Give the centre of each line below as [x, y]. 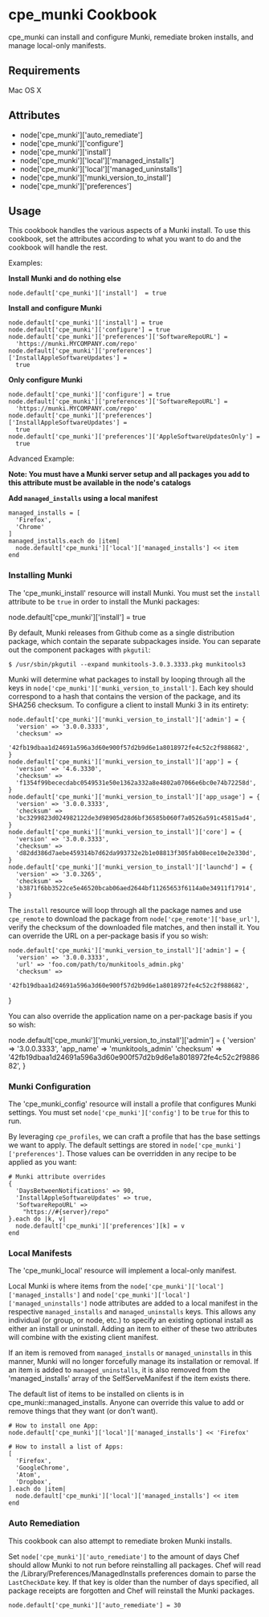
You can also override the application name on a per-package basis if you [130, 1016]
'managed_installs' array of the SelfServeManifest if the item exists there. [130, 1379]
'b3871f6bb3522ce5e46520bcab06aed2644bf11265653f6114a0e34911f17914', [136, 888]
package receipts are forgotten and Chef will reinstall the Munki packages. [132, 1591]
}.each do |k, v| [37, 1219]
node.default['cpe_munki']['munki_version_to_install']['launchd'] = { [130, 867]
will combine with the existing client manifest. [84, 1338]
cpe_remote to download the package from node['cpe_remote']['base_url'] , [134, 918]
